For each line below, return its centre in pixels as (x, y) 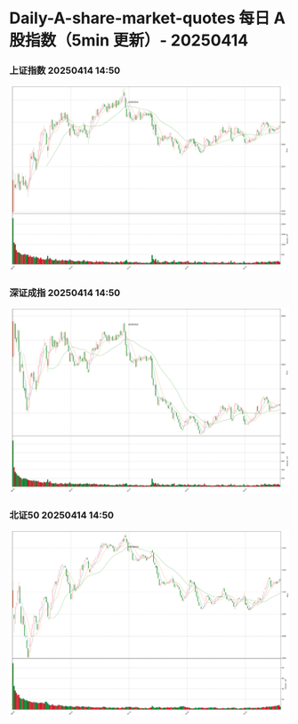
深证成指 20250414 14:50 (65, 293)
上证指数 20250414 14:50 (65, 70)
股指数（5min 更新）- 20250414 (129, 40)
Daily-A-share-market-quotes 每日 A (148, 18)
